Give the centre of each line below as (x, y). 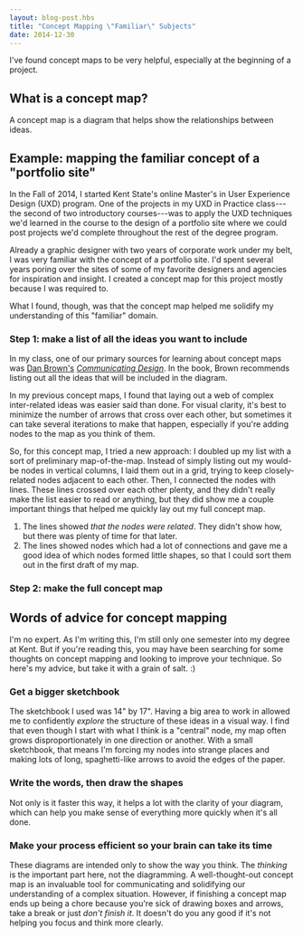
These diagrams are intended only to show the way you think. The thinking (148, 865)
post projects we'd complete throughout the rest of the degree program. (144, 232)
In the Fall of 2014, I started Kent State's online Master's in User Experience (150, 194)
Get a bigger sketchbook (65, 691)
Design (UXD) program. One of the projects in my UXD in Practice (132, 203)
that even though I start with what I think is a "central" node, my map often (148, 731)
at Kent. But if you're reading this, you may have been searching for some (147, 649)
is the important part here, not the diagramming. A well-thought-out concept (151, 875)
